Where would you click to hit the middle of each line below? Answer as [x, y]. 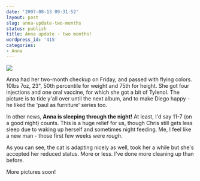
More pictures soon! [31, 171]
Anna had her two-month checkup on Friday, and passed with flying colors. [99, 79]
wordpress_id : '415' [32, 40]
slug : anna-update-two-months [44, 23]
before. [15, 160]
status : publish [26, 29]
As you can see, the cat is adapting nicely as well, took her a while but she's [100, 147]
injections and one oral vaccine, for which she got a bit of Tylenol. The [93, 92]
